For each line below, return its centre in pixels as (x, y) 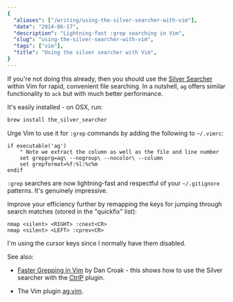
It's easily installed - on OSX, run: (55, 107)
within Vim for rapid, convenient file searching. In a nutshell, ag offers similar (116, 86)
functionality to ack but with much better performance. (85, 93)
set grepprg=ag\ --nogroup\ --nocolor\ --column (91, 158)
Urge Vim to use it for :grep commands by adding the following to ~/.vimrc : (115, 133)
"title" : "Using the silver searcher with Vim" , (85, 53)
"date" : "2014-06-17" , (46, 26)
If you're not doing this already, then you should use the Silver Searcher (110, 79)
